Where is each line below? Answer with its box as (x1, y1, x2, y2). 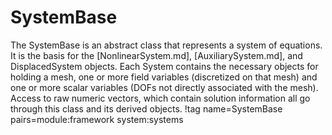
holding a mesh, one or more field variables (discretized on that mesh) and (10, 71, 318, 83)
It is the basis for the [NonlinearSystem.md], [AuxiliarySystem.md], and (10, 49, 303, 61)
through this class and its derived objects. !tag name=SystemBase (10, 102, 283, 115)
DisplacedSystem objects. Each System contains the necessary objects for (10, 60, 319, 72)
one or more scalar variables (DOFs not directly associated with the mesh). (10, 81, 319, 93)
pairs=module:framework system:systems (10, 113, 184, 125)
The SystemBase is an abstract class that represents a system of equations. (10, 39, 323, 51)
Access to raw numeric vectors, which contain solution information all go (10, 92, 311, 104)
